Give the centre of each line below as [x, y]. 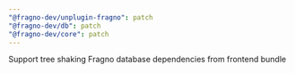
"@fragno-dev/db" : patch [55, 26]
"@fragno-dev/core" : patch [59, 34]
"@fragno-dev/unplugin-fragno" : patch [81, 17]
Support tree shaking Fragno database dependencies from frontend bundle [147, 60]
